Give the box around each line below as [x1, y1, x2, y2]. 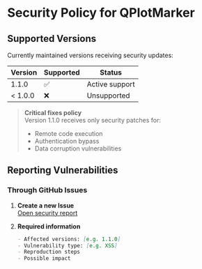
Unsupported [86, 91, 130, 100]
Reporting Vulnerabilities [7, 164, 118, 176]
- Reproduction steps [17, 249, 80, 256]
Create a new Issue [17, 201, 75, 210]
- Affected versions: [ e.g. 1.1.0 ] [17, 236, 121, 243]
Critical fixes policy [24, 109, 82, 116]
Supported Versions [7, 33, 96, 45]
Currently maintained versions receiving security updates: [7, 51, 174, 59]
